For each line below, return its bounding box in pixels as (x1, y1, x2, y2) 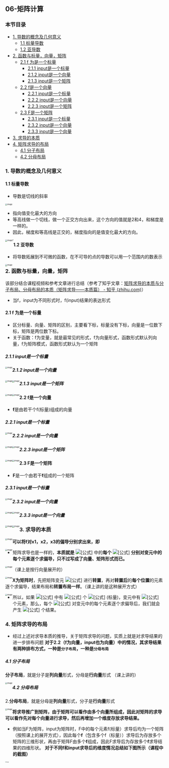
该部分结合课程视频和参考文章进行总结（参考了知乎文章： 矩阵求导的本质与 (5, 280, 159, 286)
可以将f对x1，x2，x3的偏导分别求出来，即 (12, 538, 100, 544)
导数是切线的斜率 (12, 193, 48, 199)
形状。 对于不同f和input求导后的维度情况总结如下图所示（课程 (30, 744, 159, 751)
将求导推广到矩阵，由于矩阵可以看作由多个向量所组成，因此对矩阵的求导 (12, 708, 162, 714)
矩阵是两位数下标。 (21, 328, 61, 334)
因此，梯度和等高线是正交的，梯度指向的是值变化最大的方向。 (12, 229, 141, 235)
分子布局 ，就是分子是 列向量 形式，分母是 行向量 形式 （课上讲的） (5, 672, 139, 678)
